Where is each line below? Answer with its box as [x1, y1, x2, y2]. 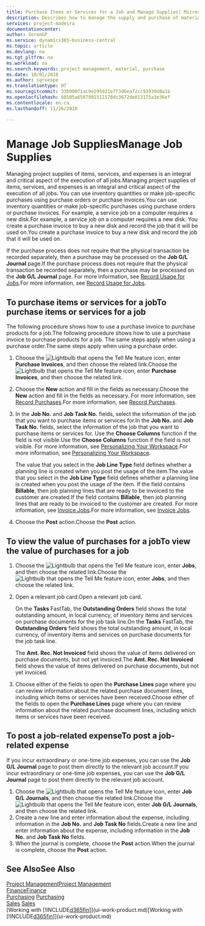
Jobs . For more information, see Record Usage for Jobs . [6, 279, 146, 287]
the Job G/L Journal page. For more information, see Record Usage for [6, 273, 185, 280]
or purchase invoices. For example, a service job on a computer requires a [6, 209, 193, 217]
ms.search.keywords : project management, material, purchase [6, 65, 165, 72]
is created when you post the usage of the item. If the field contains [15, 481, 185, 488]
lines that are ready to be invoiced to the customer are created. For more [15, 500, 198, 508]
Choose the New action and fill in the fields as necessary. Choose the [15, 385, 189, 393]
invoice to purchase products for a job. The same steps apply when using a [6, 336, 196, 343]
